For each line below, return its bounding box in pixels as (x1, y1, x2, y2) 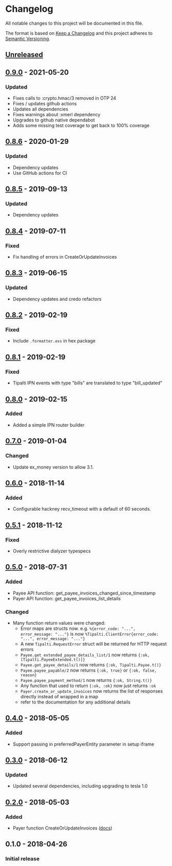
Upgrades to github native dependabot (12, 117, 95, 123)
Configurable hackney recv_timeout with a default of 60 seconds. (12, 506, 151, 512)
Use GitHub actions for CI (12, 170, 67, 176)
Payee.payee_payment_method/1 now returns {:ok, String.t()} (20, 677, 152, 683)
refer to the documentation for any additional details (20, 699, 131, 705)
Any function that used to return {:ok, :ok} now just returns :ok (20, 682, 157, 689)
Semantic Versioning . (5, 35, 50, 42)
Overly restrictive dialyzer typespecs (12, 548, 91, 554)
